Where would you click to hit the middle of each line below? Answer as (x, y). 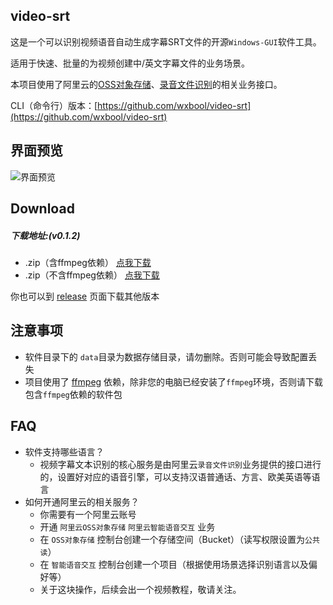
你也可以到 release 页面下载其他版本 (85, 296)
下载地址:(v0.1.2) (45, 235)
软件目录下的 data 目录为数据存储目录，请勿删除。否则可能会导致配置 (166, 356)
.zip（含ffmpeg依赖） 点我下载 (88, 262)
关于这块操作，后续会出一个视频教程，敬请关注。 (140, 589)
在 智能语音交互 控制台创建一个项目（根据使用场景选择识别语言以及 (174, 564)
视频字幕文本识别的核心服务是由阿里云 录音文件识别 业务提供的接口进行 (180, 464)
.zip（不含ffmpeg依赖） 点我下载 (92, 275)
